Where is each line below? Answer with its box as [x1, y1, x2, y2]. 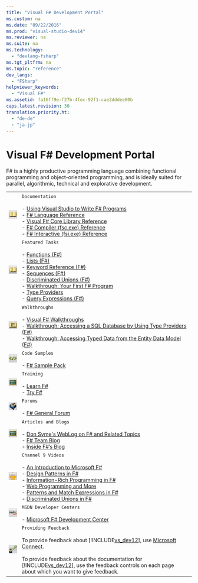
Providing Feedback [21, 525, 70, 532]
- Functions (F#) [21, 251, 62, 258]
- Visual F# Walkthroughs [21, 316, 84, 323]
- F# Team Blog [21, 436, 60, 443]
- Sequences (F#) [21, 270, 66, 277]
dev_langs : [6, 72, 33, 78]
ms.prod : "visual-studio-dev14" [6, 28, 85, 34]
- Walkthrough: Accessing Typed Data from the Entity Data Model [21, 335, 181, 342]
